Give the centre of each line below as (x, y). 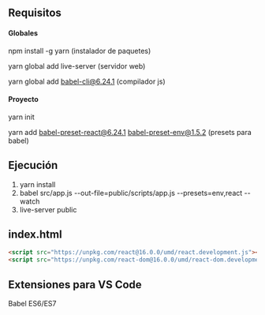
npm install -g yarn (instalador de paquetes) (80, 51)
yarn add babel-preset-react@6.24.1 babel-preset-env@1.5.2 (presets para (130, 132)
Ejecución (33, 165)
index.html (35, 234)
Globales (23, 33)
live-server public (48, 209)
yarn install (37, 184)
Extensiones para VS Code (75, 285)
